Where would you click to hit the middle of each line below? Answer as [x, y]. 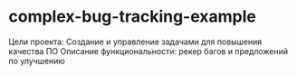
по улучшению [37, 61]
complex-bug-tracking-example [133, 17]
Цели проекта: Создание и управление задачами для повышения [135, 42]
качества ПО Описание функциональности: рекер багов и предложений [148, 51]
